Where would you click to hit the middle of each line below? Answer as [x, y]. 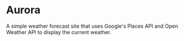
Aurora [23, 10]
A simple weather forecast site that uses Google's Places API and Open [92, 26]
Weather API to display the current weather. [59, 32]
